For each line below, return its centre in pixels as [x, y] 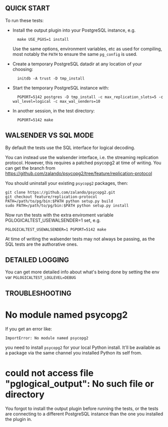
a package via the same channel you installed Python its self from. [74, 352]
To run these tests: [25, 20]
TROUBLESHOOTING [38, 293]
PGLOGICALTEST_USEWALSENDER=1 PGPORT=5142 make [56, 229]
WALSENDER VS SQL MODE [50, 135]
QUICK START [28, 8]
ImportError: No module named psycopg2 [47, 338]
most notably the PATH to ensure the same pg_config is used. [75, 54]
